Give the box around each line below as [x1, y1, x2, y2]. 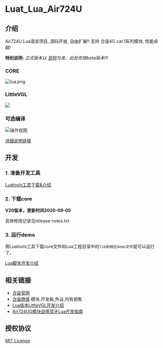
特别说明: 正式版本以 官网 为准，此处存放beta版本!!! [5, 55, 108, 61]
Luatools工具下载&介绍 [5, 181, 52, 188]
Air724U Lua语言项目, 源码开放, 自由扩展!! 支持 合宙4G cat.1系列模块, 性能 [5, 38, 154, 44]
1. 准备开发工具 [5, 170, 41, 176]
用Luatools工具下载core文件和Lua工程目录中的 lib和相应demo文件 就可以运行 [5, 244, 155, 249]
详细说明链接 [5, 138, 31, 143]
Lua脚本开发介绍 [5, 260, 39, 266]
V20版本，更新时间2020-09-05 [5, 207, 71, 213]
